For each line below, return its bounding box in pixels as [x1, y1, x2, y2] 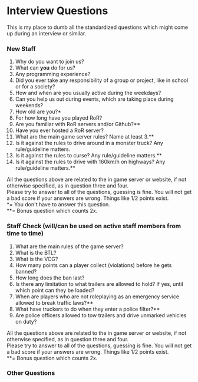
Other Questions [6, 369, 55, 377]
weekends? [15, 102, 44, 109]
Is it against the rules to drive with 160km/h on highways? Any [15, 158, 166, 166]
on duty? [15, 318, 37, 325]
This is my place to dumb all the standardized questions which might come [6, 24, 188, 31]
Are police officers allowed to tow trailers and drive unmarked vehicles [15, 311, 187, 319]
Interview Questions [6, 4, 108, 18]
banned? [15, 268, 37, 275]
